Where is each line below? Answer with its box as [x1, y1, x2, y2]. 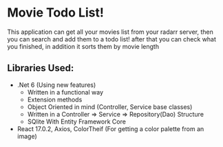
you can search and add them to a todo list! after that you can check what [7, 35, 217, 43]
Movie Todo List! [7, 5, 105, 21]
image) [17, 132, 38, 140]
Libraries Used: [7, 62, 74, 74]
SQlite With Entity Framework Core [27, 117, 126, 126]
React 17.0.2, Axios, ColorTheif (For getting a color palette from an [17, 124, 204, 133]
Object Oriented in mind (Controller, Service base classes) [27, 102, 193, 111]
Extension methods [27, 95, 83, 104]
